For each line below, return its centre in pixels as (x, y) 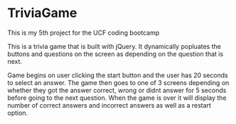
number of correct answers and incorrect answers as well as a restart (109, 105)
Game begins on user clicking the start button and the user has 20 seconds (118, 75)
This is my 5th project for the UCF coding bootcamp (84, 33)
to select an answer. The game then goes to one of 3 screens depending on (118, 82)
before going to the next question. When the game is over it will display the (117, 98)
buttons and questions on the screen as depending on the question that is (116, 54)
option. (18, 113)
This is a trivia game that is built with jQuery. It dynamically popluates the (114, 46)
